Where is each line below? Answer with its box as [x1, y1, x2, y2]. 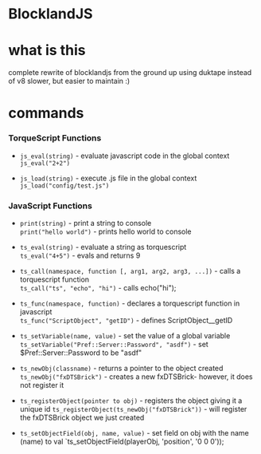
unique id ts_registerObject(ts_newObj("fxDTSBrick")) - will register [19, 404, 247, 413]
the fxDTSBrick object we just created [19, 413, 145, 422]
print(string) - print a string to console [19, 218, 152, 227]
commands [8, 105, 84, 122]
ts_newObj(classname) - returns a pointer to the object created [19, 363, 224, 373]
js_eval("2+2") [19, 159, 71, 168]
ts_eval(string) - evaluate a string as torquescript [19, 242, 187, 251]
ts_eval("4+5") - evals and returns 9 [19, 251, 141, 260]
